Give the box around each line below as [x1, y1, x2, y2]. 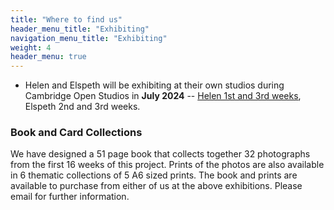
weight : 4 [10, 42, 52, 53]
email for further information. [10, 191, 130, 203]
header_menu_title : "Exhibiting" [10, 24, 150, 34]
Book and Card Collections [10, 126, 143, 140]
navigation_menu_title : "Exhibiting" [10, 33, 168, 43]
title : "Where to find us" [10, 14, 123, 25]
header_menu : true [10, 52, 87, 62]
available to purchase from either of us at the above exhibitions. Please [10, 180, 303, 192]
